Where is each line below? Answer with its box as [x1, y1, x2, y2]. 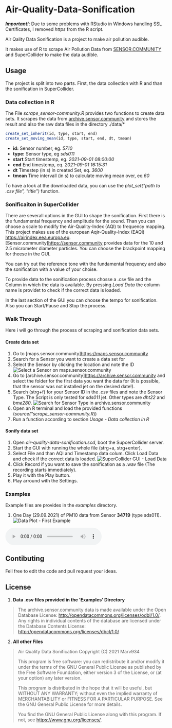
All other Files [12, 638, 43, 645]
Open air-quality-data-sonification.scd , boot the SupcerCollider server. [12, 439, 164, 445]
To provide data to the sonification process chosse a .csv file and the [5, 276, 151, 283]
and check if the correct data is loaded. [12, 456, 97, 462]
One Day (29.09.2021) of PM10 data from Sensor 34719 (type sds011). [12, 512, 161, 518]
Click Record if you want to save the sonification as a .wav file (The [12, 461, 155, 467]
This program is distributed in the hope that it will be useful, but [17, 685, 152, 691]
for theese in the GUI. [5, 251, 51, 257]
